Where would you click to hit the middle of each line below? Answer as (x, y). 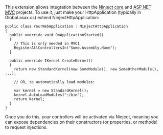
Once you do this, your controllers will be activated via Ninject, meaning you (82, 117)
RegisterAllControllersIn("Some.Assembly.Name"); (66, 48)
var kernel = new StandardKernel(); (51, 90)
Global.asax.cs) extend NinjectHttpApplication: (52, 17)
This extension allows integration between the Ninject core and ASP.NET (78, 7)
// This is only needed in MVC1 (47, 44)
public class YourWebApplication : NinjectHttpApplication (67, 26)
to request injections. (26, 127)
